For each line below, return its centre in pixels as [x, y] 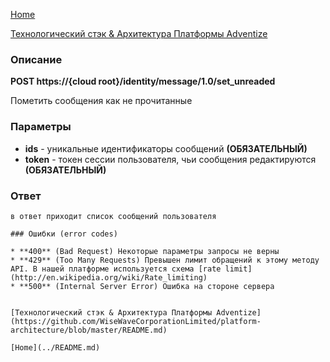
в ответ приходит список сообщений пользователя [113, 216]
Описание [36, 59]
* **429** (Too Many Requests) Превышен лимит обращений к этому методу [165, 260]
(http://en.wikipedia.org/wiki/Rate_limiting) [109, 277]
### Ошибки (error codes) [64, 234]
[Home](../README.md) [55, 347]
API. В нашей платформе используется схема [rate [116, 269]
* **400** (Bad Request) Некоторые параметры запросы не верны [145, 251]
